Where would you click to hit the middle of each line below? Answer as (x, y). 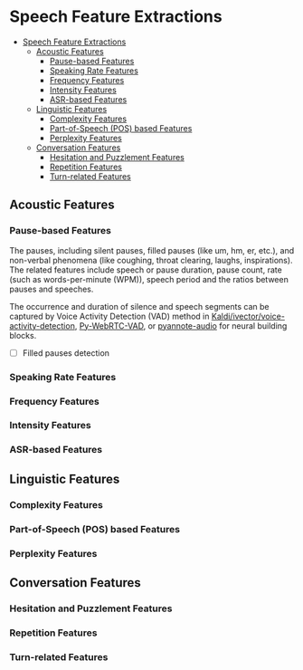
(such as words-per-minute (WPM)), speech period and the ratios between (149, 279)
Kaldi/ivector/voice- (248, 316)
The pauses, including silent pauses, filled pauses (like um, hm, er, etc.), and (152, 250)
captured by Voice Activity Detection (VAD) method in (109, 316)
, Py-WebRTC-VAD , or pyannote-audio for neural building (181, 325)
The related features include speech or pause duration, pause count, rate (146, 270)
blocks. (23, 335)
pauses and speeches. (52, 289)
